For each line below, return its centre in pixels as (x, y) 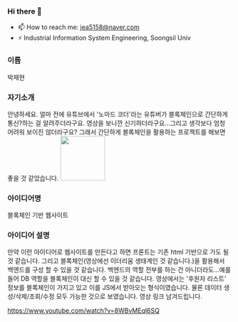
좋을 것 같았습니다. (33, 178)
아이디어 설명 (29, 235)
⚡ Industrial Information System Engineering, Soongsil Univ (104, 38)
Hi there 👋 (25, 11)
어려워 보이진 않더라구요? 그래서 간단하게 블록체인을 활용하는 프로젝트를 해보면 (117, 132)
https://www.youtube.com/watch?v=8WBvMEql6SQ (84, 311)
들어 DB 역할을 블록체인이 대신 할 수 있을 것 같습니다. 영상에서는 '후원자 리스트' (117, 279)
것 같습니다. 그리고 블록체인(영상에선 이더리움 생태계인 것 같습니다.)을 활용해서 (116, 261)
